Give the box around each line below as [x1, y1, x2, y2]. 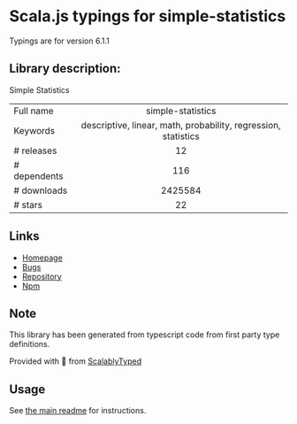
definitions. [9, 339, 50, 350]
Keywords [13, 124, 56, 136]
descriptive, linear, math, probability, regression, [80, 119, 281, 131]
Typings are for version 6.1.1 [9, 35, 110, 46]
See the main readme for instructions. [9, 405, 147, 416]
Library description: [9, 61, 121, 76]
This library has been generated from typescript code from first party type [9, 329, 280, 340]
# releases [13, 144, 57, 157]
